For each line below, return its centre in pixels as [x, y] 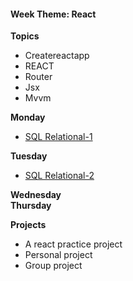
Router [38, 77]
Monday [28, 117]
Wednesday [36, 195]
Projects [28, 225]
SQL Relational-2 [59, 176]
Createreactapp [57, 56]
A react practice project [73, 244]
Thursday [31, 206]
